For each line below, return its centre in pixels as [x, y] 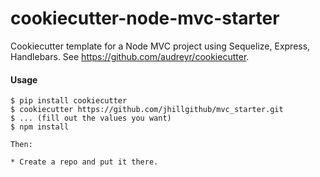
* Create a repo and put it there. [84, 162]
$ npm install [40, 127]
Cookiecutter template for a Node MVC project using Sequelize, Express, [160, 46]
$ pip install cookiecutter [69, 101]
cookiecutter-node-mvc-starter [145, 18]
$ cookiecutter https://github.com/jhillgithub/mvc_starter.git [147, 110]
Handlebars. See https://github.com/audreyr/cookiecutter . [130, 56]
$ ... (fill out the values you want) [91, 118]
